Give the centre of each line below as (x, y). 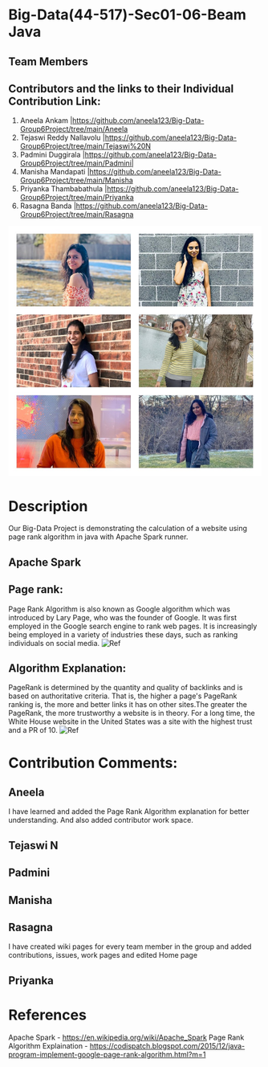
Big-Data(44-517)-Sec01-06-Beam (127, 15)
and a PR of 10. (33, 730)
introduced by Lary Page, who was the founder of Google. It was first (123, 617)
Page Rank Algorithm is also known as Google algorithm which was (120, 609)
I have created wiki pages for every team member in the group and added (130, 946)
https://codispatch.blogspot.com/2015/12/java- (167, 1045)
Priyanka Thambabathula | (63, 189)
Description (48, 506)
